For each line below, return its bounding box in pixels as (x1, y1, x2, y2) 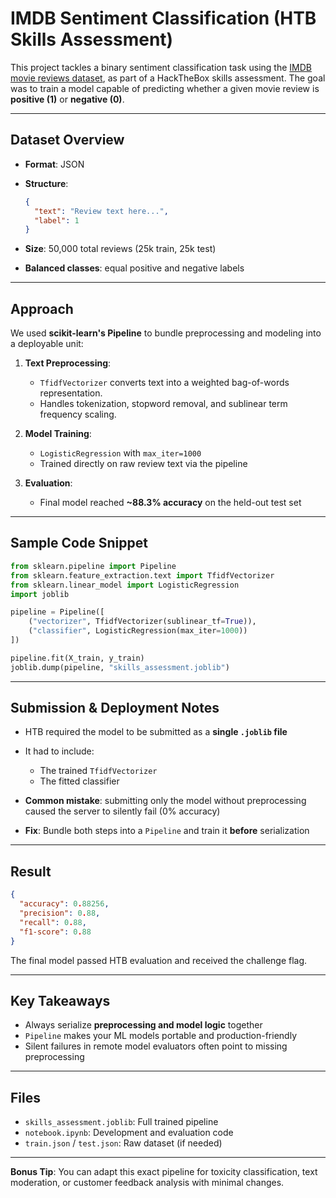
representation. (39, 387, 103, 399)
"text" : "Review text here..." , (34, 206, 169, 216)
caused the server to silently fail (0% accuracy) (24, 805, 221, 817)
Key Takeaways (10, 992, 111, 1009)
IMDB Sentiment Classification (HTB (10, 7, 317, 30)
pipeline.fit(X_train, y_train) (10, 653, 145, 663)
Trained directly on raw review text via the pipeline (39, 458, 248, 470)
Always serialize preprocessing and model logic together (24, 1019, 263, 1031)
